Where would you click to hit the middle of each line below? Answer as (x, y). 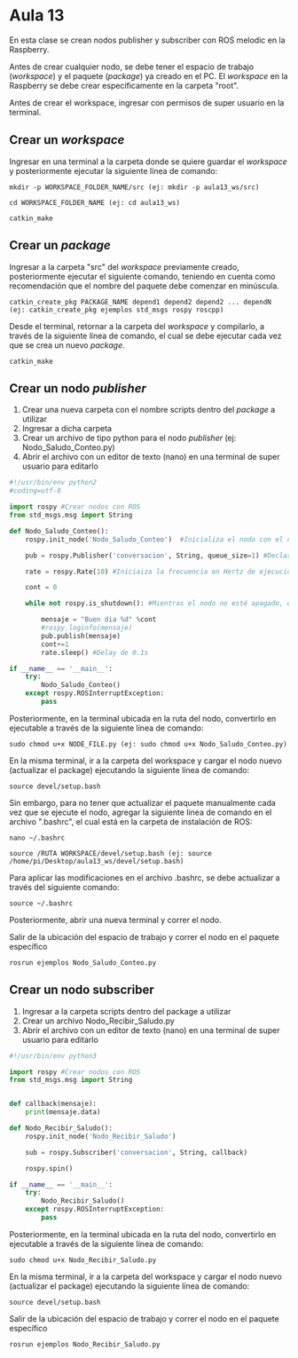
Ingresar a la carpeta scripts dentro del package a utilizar (126, 1011)
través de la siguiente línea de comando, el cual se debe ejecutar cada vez (145, 336)
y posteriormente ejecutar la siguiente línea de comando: (114, 170)
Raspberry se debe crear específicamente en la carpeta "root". (124, 85)
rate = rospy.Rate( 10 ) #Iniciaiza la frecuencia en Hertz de (140, 572)
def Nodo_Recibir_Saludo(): (61, 1128)
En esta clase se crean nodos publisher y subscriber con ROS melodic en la (147, 40)
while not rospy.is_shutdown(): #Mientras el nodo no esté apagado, (154, 604)
